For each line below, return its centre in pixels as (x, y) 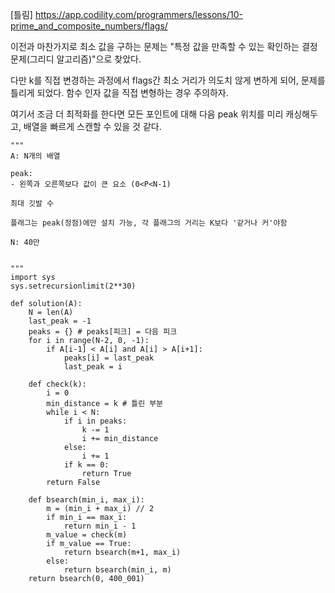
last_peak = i (93, 367)
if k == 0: (86, 465)
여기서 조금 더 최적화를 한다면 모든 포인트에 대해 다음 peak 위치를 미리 (147, 114)
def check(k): (57, 384)
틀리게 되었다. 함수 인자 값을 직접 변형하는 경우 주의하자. (119, 92)
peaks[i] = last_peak (109, 358)
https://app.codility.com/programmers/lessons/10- (138, 14)
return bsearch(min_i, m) (117, 570)
